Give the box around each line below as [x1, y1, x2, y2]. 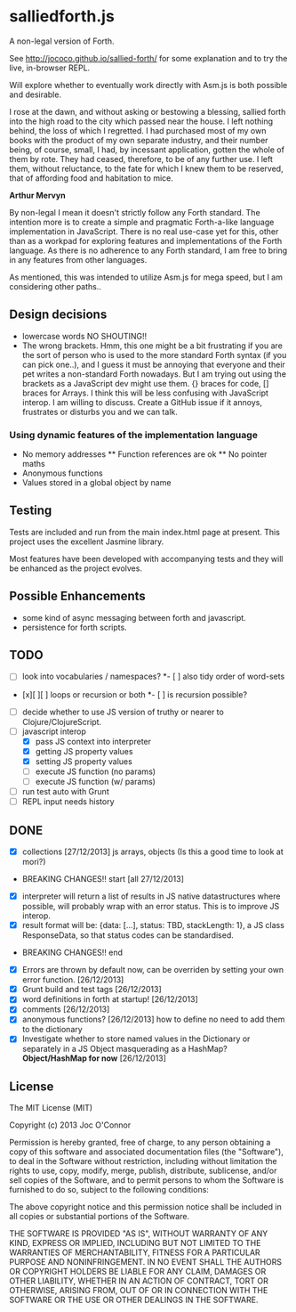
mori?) [21, 856, 46, 867]
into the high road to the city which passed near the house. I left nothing [9, 116, 274, 126]
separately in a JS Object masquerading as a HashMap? [21, 1044, 228, 1055]
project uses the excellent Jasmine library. [9, 536, 164, 547]
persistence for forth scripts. [21, 622, 127, 632]
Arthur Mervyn [9, 190, 66, 200]
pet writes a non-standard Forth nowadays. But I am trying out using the [21, 368, 287, 379]
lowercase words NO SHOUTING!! [21, 330, 148, 341]
